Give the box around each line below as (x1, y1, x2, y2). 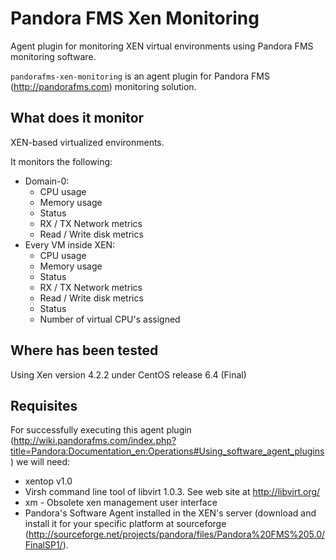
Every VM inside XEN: (24, 238, 116, 251)
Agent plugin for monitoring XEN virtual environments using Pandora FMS (10, 40, 314, 52)
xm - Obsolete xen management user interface (24, 497, 218, 509)
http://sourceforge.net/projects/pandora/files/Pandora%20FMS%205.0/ (28, 528, 326, 541)
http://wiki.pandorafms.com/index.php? (13, 435, 177, 447)
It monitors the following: (10, 155, 113, 167)
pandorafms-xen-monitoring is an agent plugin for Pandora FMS (10, 70, 270, 82)
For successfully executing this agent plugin (10, 424, 192, 436)
